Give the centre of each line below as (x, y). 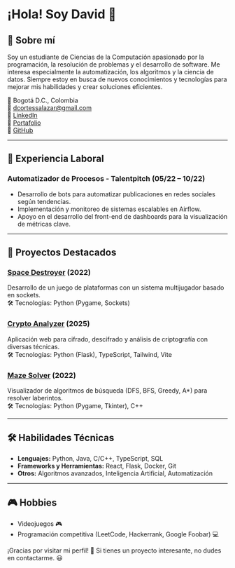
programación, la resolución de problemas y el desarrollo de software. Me (114, 65)
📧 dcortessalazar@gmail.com (50, 108)
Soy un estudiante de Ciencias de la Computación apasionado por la (106, 57)
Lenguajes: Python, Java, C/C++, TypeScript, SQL (90, 458)
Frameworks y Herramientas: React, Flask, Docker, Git (97, 466)
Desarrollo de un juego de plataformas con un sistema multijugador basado (116, 288)
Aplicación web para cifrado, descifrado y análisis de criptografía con (108, 339)
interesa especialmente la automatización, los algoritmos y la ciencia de (111, 72)
